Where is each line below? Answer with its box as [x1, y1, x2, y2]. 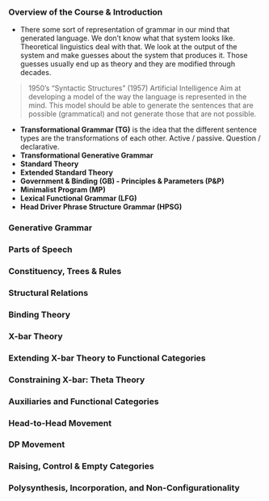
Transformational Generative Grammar [19, 150, 153, 160]
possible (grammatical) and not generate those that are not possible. [27, 109, 257, 119]
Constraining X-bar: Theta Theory [8, 374, 145, 385]
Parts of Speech [8, 244, 73, 255]
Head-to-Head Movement [8, 417, 112, 428]
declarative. [19, 142, 60, 152]
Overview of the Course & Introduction [8, 6, 163, 18]
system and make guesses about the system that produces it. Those [19, 51, 248, 61]
